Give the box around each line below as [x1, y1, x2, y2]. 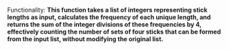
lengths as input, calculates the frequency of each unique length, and [7, 13, 211, 21]
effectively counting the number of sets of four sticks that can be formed [7, 27, 221, 36]
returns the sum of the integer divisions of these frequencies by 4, [7, 21, 202, 28]
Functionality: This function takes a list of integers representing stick [7, 6, 208, 14]
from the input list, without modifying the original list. [7, 35, 164, 43]
